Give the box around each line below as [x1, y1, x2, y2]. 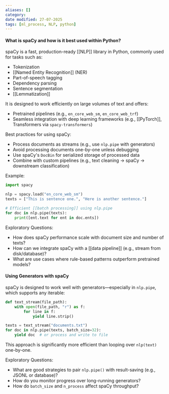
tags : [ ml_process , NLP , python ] [5, 21, 76, 27]
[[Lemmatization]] [12, 91, 50, 97]
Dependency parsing [12, 80, 57, 87]
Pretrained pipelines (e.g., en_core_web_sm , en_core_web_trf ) [12, 110, 138, 117]
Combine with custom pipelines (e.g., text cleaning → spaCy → [12, 157, 145, 163]
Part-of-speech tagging [12, 75, 63, 81]
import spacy [5, 183, 33, 188]
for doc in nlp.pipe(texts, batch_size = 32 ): [5, 328, 101, 333]
